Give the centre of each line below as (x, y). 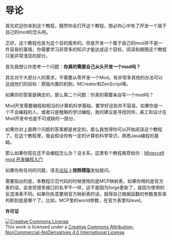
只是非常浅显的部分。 (28, 56)
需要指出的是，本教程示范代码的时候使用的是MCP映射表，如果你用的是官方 (84, 181)
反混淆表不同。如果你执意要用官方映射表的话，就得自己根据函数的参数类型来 (86, 194)
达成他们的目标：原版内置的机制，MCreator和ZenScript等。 (68, 84)
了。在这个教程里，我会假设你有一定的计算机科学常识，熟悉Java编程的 (80, 136)
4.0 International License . (99, 232)
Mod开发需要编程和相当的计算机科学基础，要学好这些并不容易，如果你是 (82, 105)
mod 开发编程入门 (24, 159)
